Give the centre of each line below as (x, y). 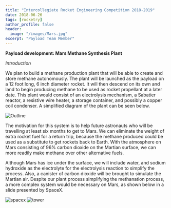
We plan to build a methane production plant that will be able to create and (84, 73)
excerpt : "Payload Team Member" (40, 39)
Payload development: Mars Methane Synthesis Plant (64, 53)
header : (14, 29)
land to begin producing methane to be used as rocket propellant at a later (84, 89)
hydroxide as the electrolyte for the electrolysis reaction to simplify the (80, 168)
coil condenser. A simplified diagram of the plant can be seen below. (78, 106)
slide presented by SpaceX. (34, 190)
